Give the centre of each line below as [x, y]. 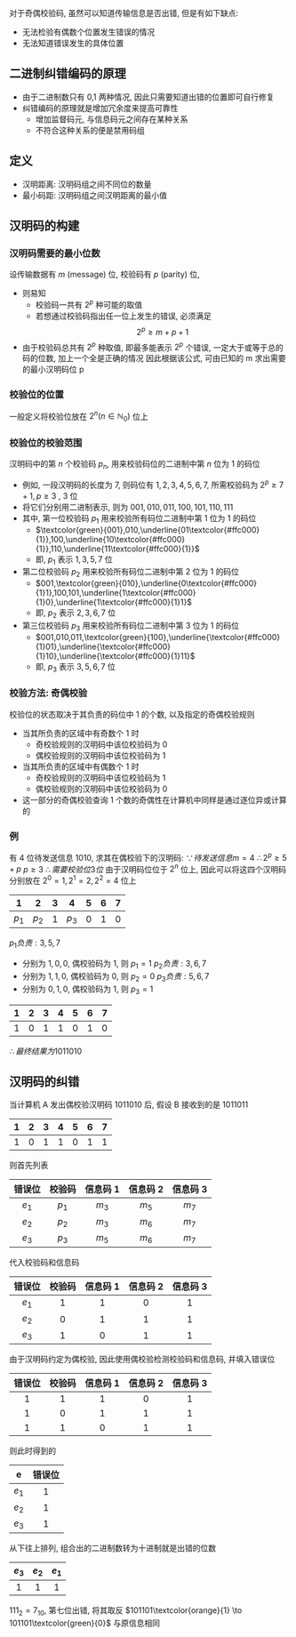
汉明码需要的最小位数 [55, 253]
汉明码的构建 [44, 226]
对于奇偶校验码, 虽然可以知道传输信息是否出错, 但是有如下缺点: [124, 13]
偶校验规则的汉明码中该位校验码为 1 [100, 755]
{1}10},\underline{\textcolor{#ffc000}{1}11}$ [115, 655]
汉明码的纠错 [44, 1082]
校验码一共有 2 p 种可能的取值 [89, 304]
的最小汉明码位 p [53, 369]
